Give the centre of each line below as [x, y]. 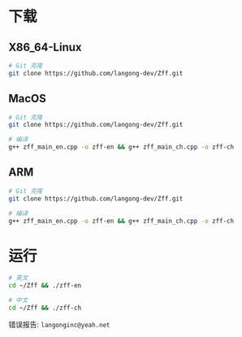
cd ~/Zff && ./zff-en [45, 286]
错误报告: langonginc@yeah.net [60, 324]
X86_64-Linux [45, 47]
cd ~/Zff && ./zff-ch [45, 308]
